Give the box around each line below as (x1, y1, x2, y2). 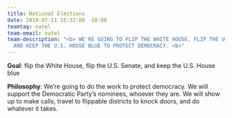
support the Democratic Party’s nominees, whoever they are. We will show (7, 90, 220, 98)
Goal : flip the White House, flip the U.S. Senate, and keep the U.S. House (7, 62, 215, 69)
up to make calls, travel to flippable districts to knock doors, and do (7, 97, 200, 105)
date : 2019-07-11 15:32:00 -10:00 (7, 17, 108, 24)
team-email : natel (7, 29, 60, 37)
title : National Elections (7, 10, 85, 17)
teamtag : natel (7, 23, 51, 30)
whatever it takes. (7, 105, 58, 112)
